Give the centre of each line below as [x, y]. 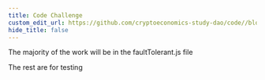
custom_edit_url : [37, 23]
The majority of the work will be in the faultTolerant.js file [101, 53]
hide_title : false [38, 30]
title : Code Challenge [45, 15]
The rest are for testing [45, 67]
